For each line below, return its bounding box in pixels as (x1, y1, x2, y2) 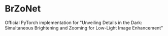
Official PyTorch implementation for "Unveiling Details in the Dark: (5, 19, 143, 25)
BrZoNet (5, 3, 41, 14)
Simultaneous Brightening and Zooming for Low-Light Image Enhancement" (5, 24, 163, 30)
